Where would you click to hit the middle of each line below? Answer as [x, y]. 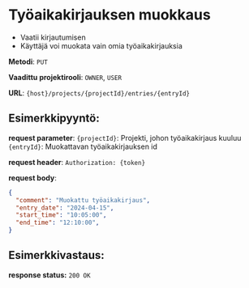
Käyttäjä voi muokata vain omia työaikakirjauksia [101, 45]
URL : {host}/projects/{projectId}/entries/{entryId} [99, 93]
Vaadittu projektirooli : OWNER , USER [65, 77]
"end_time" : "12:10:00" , [58, 223]
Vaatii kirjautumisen [53, 37]
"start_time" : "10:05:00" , [61, 215]
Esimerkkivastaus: [56, 255]
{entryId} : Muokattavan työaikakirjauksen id [83, 146]
